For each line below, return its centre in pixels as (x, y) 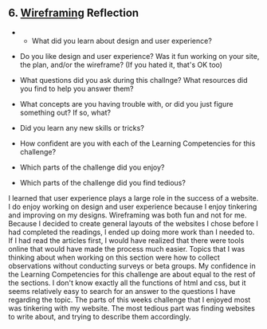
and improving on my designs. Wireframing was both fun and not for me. (128, 215)
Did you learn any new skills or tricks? (82, 127)
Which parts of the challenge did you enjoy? (92, 167)
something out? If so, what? (65, 112)
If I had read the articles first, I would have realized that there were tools (126, 240)
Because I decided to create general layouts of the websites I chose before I (133, 223)
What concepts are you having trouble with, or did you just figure (126, 104)
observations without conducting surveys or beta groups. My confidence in (132, 265)
